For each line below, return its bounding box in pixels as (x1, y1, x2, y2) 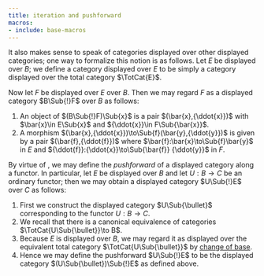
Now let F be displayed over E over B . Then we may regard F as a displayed (8, 88, 254, 98)
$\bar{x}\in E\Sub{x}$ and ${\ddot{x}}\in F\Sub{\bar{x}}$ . (19, 120, 210, 130)
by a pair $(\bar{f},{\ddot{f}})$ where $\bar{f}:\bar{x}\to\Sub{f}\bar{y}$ (19, 137, 254, 146)
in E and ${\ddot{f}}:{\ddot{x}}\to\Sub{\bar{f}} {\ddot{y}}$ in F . (19, 145, 225, 154)
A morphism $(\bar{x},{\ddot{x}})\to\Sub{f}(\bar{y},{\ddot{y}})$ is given (19, 128, 255, 138)
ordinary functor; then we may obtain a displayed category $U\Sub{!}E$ (8, 177, 242, 186)
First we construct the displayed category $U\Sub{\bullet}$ (19, 201, 213, 210)
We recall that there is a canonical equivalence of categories (19, 217, 217, 226)
